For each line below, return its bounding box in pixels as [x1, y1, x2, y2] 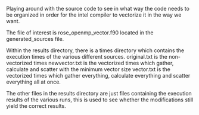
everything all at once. [6, 78, 61, 85]
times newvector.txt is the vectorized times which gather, [33, 59, 174, 66]
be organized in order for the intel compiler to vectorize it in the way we [6, 11, 182, 18]
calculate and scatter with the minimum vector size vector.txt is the [6, 66, 171, 73]
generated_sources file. [6, 36, 64, 42]
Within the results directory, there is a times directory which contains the [6, 47, 185, 54]
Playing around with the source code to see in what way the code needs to [6, 5, 189, 12]
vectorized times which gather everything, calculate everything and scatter [6, 72, 191, 79]
